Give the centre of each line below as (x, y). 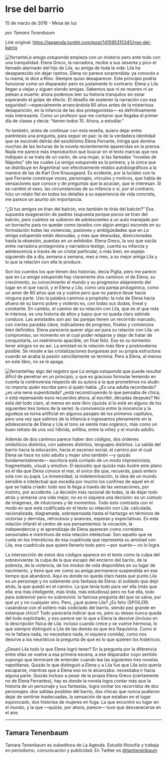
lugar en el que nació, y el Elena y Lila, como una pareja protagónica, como (82, 287)
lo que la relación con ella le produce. (43, 262)
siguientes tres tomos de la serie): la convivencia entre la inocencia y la (78, 408)
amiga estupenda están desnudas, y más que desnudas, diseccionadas (79, 235)
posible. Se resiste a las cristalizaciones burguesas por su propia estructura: (83, 351)
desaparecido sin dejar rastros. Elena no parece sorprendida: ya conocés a (82, 73)
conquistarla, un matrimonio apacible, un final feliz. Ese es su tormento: (78, 340)
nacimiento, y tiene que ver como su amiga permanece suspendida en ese (82, 570)
